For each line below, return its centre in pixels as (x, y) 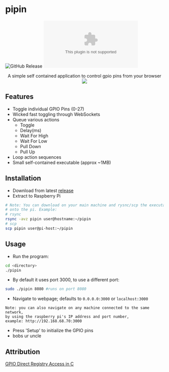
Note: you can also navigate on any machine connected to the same (77, 308)
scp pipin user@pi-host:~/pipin (39, 228)
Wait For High (34, 136)
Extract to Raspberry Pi (36, 196)
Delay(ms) (31, 130)
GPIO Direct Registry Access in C (39, 364)
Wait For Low (34, 141)
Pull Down (30, 146)
